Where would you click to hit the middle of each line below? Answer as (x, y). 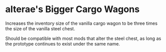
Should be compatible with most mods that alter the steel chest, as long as (83, 38)
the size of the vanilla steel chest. (40, 28)
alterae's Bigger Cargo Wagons (72, 9)
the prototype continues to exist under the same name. (63, 43)
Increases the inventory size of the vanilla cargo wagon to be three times (81, 23)
